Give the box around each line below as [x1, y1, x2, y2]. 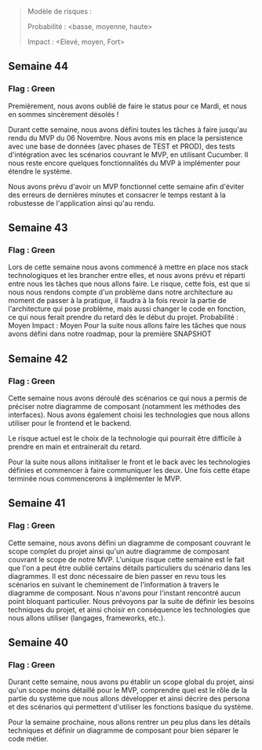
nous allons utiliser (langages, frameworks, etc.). [8, 613, 166, 623]
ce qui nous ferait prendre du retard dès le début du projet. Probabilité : [8, 313, 239, 322]
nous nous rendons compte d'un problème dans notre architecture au [8, 287, 233, 297]
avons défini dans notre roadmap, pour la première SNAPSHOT [8, 329, 212, 338]
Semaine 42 [8, 352, 68, 365]
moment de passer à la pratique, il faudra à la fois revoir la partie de [8, 296, 227, 305]
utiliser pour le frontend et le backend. [8, 419, 132, 428]
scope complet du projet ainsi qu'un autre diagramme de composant [8, 546, 230, 556]
